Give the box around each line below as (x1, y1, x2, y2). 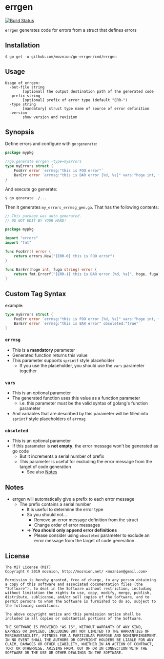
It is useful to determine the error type (26, 507, 103, 512)
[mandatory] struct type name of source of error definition (22, 106, 150, 111)
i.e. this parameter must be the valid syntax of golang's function (19, 400, 148, 406)
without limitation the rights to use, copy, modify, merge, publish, (5, 591, 152, 595)
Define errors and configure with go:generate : (5, 141, 98, 147)
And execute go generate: (5, 186, 58, 192)
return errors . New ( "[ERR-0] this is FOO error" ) (14, 254, 115, 258)
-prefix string (9, 93, 41, 98)
